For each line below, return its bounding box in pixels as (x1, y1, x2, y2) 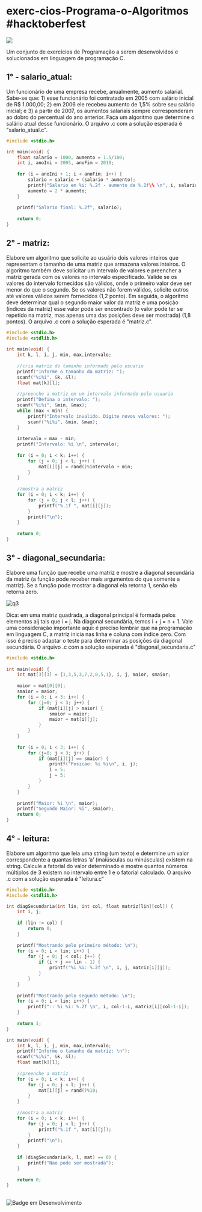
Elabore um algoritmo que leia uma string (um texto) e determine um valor (6, 849, 189, 857)
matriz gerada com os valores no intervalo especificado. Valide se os (6, 273, 177, 280)
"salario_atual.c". (6, 126, 48, 133)
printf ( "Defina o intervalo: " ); (17, 397, 101, 403)
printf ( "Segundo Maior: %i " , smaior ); (17, 806, 114, 812)
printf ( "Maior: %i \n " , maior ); (17, 800, 98, 806)
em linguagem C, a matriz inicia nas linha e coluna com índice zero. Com (6, 630, 186, 638)
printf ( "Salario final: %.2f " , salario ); (17, 204, 122, 211)
